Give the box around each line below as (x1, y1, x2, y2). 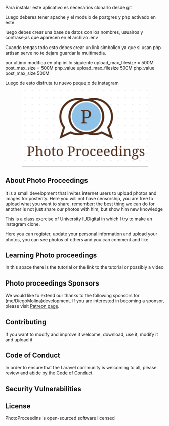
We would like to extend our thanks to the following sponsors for (5, 293, 140, 299)
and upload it (5, 336, 33, 343)
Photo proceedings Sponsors (5, 279, 100, 288)
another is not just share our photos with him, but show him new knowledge (5, 206, 163, 212)
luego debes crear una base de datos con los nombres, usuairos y (5, 29, 143, 35)
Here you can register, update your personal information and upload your (5, 231, 158, 237)
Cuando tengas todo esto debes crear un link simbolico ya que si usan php (5, 44, 161, 50)
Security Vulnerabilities (5, 385, 82, 393)
